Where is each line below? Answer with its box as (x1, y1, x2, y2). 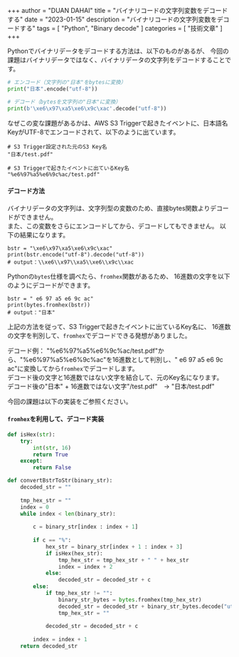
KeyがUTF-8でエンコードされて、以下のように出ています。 (7, 128, 180, 136)
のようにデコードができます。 (7, 281, 95, 289)
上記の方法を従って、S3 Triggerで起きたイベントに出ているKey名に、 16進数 (7, 322, 231, 331)
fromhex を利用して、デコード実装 (7, 415, 105, 423)
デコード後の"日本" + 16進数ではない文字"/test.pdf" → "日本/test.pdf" (7, 382, 215, 390)
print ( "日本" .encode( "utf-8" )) (7, 85, 98, 93)
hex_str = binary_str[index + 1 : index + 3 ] (45, 543, 183, 550)
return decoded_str (20, 643, 78, 650)
